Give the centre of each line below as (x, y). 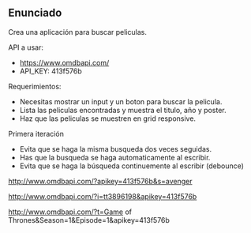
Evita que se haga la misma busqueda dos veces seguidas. (116, 148)
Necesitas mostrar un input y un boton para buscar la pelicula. (121, 101)
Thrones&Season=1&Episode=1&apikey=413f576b (89, 220)
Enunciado (35, 13)
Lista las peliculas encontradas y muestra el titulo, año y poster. (123, 110)
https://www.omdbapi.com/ (64, 62)
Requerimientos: (35, 86)
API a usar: (26, 47)
